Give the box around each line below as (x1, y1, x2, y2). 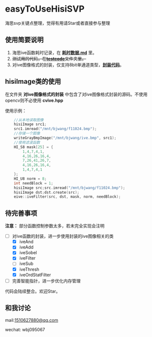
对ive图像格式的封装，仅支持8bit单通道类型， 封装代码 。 (12, 62, 124, 68)
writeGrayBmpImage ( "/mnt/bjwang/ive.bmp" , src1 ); (14, 135, 117, 141)
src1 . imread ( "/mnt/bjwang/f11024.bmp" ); (14, 127, 97, 131)
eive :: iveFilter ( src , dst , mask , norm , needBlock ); (14, 194, 121, 199)
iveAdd (19, 244, 34, 250)
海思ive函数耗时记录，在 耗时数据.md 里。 (12, 50, 97, 56)
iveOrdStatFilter (19, 272, 51, 278)
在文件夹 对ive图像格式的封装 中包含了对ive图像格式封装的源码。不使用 (5, 91, 148, 97)
